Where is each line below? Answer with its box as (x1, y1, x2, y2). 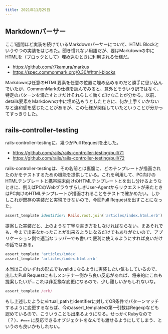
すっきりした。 (9, 111, 41, 117)
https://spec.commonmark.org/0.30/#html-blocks (12, 69, 116, 75)
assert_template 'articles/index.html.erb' (5, 256, 98, 261)
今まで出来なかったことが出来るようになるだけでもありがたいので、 (14, 229, 154, 235)
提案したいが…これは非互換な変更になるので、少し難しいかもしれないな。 (5, 278, 158, 284)
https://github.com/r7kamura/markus (12, 64, 89, 70)
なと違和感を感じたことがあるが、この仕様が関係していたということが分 (5, 105, 154, 111)
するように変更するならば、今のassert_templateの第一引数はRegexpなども (5, 304, 159, 310)
